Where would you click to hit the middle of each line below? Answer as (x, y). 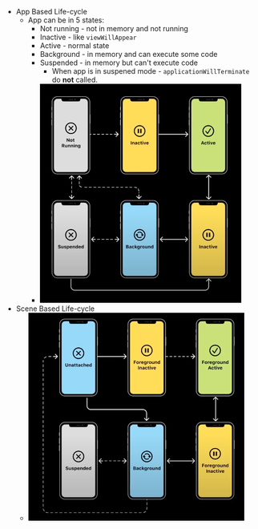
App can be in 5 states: (66, 20)
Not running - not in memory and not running (114, 28)
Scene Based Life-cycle (55, 309)
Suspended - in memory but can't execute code (119, 63)
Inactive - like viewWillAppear (88, 37)
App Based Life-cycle (52, 12)
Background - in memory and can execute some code (129, 54)
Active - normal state (75, 46)
